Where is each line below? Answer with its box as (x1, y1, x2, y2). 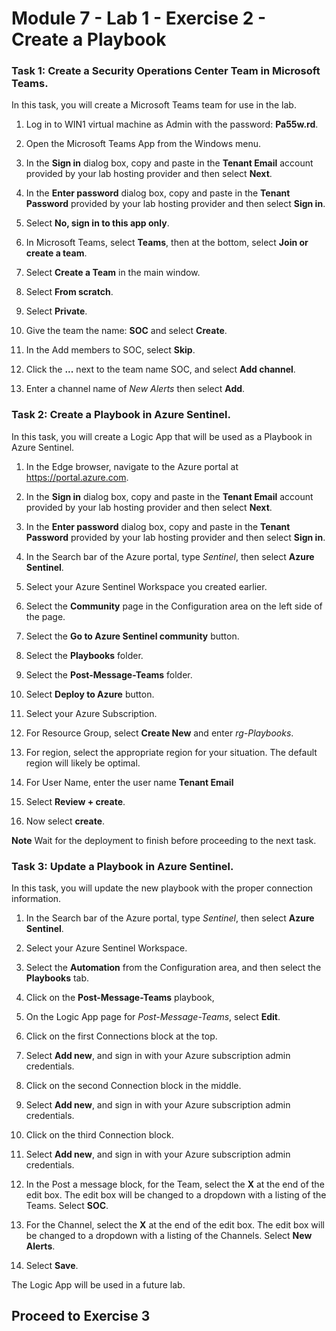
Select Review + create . (25, 795, 126, 807)
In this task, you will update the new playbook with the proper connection (11, 882, 314, 894)
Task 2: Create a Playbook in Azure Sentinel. (11, 408, 231, 422)
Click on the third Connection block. (25, 1129, 174, 1141)
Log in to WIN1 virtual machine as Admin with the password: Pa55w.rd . (25, 118, 319, 131)
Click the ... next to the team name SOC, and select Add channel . (25, 363, 296, 376)
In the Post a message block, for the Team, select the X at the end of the (25, 1178, 325, 1191)
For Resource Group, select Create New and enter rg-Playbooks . (25, 727, 294, 739)
